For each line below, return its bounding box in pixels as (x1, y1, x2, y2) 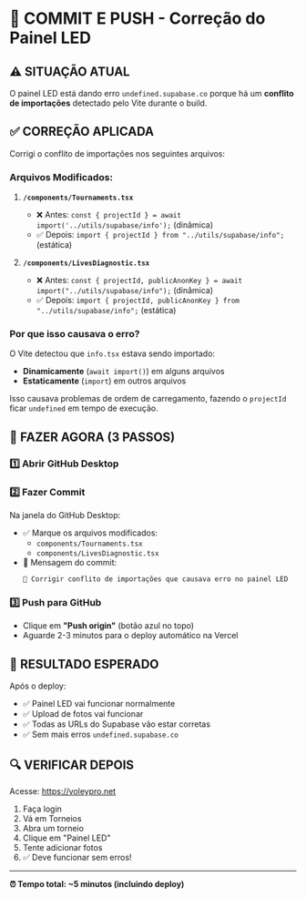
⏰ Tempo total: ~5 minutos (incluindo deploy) (9, 878, 185, 889)
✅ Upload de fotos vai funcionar (22, 709, 144, 719)
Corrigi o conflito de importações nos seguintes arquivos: (9, 148, 226, 158)
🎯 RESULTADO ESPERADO (9, 656, 159, 672)
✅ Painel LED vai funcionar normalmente (22, 699, 176, 709)
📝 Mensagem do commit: (22, 557, 117, 568)
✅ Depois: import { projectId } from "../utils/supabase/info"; (36, 230, 285, 240)
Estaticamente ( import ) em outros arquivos (22, 375, 187, 386)
